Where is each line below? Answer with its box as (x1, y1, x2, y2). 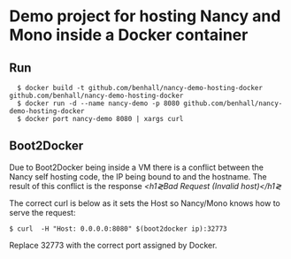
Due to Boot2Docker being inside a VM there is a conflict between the (9, 162, 264, 172)
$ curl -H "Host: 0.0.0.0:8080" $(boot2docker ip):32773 (9, 224, 227, 233)
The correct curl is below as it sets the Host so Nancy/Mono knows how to (9, 197, 280, 209)
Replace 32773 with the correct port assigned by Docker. (9, 240, 218, 250)
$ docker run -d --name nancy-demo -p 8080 (17, 99, 180, 108)
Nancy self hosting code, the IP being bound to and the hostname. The (9, 171, 267, 182)
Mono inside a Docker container (9, 25, 249, 45)
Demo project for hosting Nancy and (9, 6, 281, 27)
